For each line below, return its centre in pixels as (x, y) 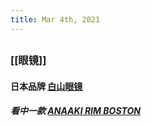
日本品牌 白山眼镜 (46, 86)
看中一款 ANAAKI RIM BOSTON (75, 111)
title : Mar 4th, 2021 (55, 19)
